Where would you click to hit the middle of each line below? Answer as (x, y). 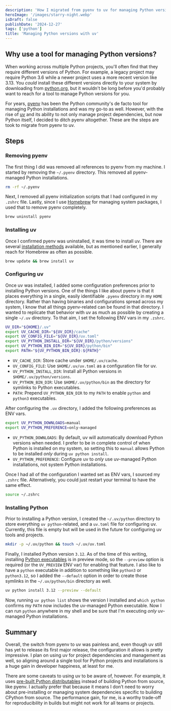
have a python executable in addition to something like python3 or (73, 570)
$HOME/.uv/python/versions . (42, 376)
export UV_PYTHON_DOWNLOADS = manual (43, 423)
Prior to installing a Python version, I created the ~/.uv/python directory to (83, 518)
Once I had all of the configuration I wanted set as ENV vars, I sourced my (83, 474)
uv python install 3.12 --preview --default (53, 590)
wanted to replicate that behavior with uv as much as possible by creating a (84, 312)
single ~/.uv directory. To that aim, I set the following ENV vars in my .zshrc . (85, 318)
